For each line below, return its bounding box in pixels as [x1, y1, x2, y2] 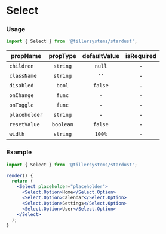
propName [11, 52, 42, 60]
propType [48, 52, 76, 60]
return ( [11, 178, 33, 184]
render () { [6, 172, 33, 178]
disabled [9, 82, 34, 89]
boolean [51, 121, 73, 128]
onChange [9, 92, 34, 99]
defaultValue [82, 52, 120, 60]
